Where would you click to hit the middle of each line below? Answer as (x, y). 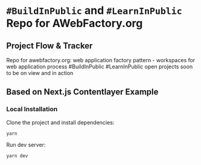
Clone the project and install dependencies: (60, 122)
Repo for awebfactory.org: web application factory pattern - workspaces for (101, 60)
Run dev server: (26, 144)
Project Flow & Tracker (49, 46)
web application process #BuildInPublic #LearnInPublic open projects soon (100, 66)
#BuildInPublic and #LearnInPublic (94, 11)
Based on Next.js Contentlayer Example (82, 92)
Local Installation (32, 109)
